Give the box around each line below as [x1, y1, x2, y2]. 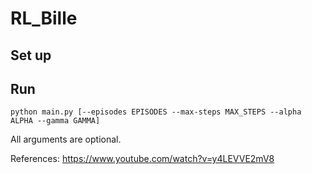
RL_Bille [10, 7, 78, 30]
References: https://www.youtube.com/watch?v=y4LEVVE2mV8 [10, 153, 275, 165]
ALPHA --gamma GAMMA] [10, 116, 101, 126]
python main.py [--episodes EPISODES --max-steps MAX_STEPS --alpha [10, 107, 302, 117]
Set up [10, 47, 52, 64]
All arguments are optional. [10, 133, 122, 146]
